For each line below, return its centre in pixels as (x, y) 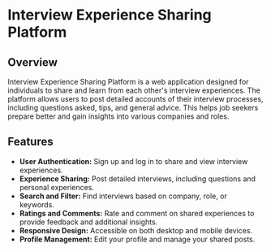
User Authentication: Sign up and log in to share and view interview (133, 161)
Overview (33, 62)
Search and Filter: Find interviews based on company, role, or (123, 196)
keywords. (37, 204)
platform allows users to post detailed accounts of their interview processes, (135, 99)
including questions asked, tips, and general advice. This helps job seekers (133, 108)
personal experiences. (57, 187)
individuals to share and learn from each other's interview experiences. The (134, 90)
